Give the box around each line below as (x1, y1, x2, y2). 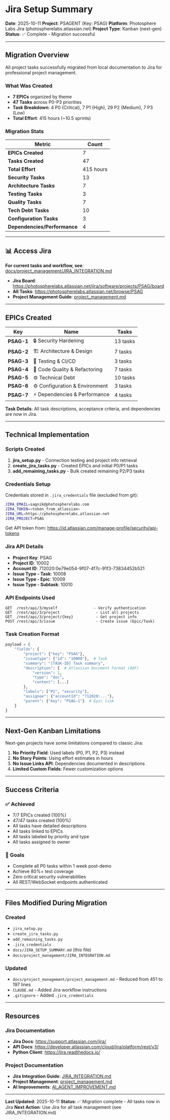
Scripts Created (5, 446, 45, 453)
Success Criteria (5, 785, 59, 794)
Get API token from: (5, 525, 47, 531)
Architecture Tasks (8, 182, 55, 189)
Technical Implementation (5, 430, 90, 439)
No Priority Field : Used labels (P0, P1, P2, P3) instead (12, 750, 124, 756)
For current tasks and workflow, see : (5, 263, 84, 269)
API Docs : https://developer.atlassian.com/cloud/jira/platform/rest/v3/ (12, 1044, 159, 1050)
